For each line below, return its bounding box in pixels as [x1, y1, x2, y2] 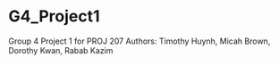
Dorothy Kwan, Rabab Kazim [8, 45, 114, 55]
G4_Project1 [8, 6, 100, 27]
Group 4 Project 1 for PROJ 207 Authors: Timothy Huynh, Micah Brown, [8, 36, 271, 46]
